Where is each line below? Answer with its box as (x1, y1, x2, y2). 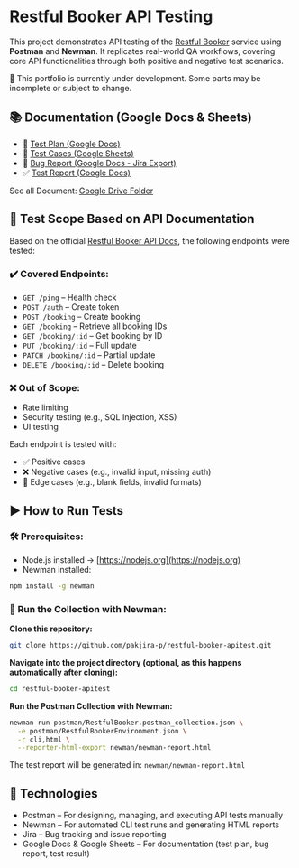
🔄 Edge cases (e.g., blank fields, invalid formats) (22, 477, 203, 488)
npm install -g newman (9, 581, 95, 591)
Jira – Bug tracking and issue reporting (22, 829, 167, 840)
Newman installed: (22, 564, 92, 574)
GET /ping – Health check (22, 292, 117, 303)
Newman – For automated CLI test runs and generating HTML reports (22, 819, 280, 830)
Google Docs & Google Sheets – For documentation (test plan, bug (22, 838, 269, 850)
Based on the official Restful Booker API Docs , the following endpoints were (9, 235, 290, 246)
